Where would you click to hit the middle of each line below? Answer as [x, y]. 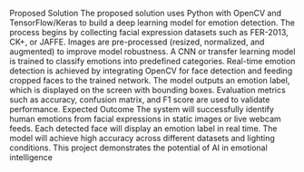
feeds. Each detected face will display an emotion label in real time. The [143, 129]
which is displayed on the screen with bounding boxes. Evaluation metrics [147, 90]
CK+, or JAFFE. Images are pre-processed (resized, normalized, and [137, 42]
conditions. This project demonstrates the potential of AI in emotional [138, 148]
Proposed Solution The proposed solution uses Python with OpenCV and [146, 13]
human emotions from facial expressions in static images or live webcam [145, 119]
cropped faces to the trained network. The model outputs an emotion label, [150, 80]
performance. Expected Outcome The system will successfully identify [142, 109]
